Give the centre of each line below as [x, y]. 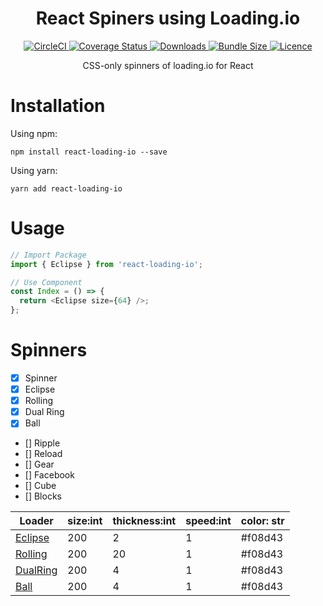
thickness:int [144, 521]
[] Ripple [42, 443]
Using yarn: [34, 170]
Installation [58, 106]
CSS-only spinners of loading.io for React [168, 65]
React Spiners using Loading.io [168, 18]
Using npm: [34, 133]
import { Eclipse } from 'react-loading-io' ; [106, 264]
